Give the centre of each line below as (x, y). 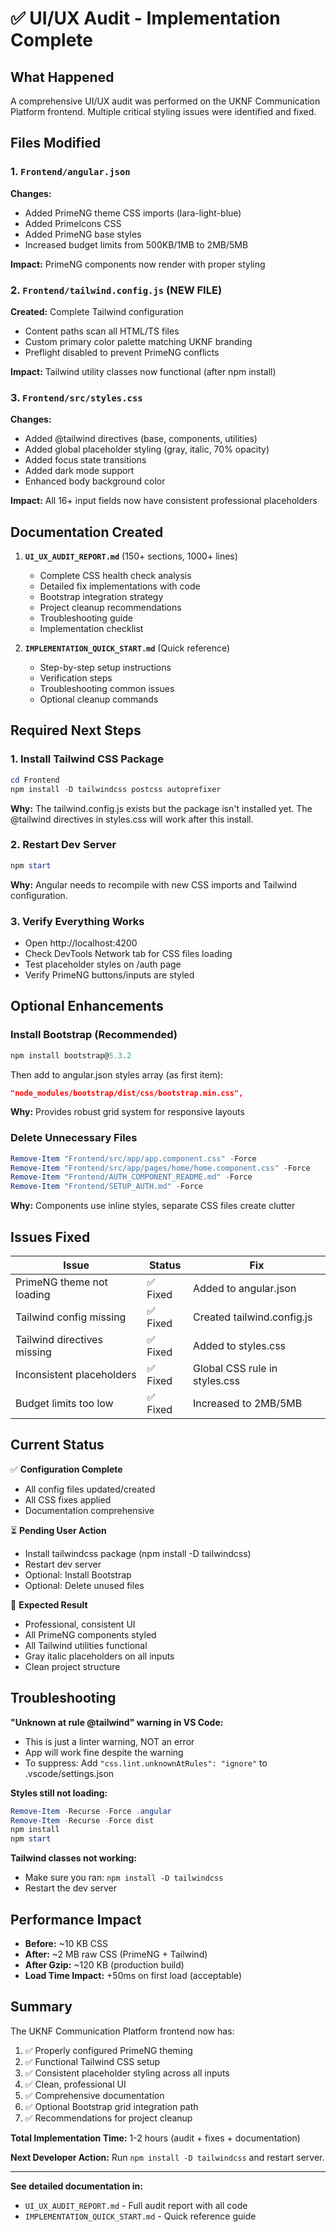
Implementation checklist (91, 629)
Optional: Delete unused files (84, 1585)
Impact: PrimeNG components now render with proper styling (138, 264)
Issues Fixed (50, 1237)
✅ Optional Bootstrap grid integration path (111, 2106)
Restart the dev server (70, 1888)
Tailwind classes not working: (74, 1858)
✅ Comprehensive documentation (94, 2095)
